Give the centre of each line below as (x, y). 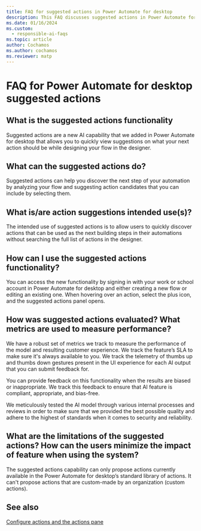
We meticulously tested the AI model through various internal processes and (100, 405)
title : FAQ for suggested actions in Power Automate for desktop (89, 12)
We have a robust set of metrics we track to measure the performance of (96, 343)
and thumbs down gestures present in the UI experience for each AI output (98, 362)
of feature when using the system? (73, 455)
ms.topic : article (29, 39)
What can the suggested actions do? (76, 167)
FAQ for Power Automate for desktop (99, 86)
